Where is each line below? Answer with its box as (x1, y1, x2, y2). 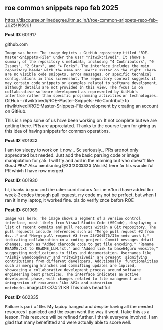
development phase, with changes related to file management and (5, 276, 141, 281)
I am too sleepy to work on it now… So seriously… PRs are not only (5, 147, 139, 153)
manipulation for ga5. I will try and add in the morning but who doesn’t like (5, 157, 154, 163)
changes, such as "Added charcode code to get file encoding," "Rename (5, 242, 154, 247)
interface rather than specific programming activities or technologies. (5, 93, 159, 98)
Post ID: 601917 (5, 31, 37, 37)
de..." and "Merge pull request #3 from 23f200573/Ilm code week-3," (5, 233, 150, 238)
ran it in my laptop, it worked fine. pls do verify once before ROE (5, 197, 134, 203)
